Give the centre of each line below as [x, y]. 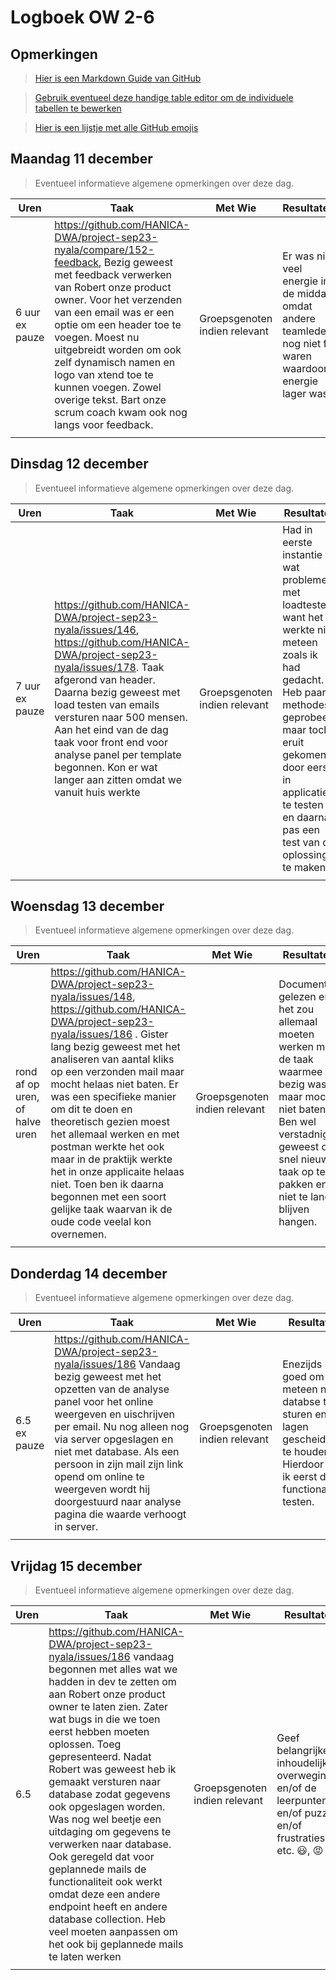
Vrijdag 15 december [76, 1566]
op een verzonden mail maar [117, 1072]
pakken [296, 1184]
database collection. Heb [107, 1919]
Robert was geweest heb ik [112, 1769]
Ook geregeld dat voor [101, 1857]
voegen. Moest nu [97, 337]
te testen [303, 804]
